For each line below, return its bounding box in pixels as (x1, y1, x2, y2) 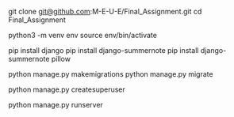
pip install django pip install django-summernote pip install (8, 46, 199, 55)
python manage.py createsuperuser (8, 85, 125, 94)
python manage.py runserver (8, 100, 103, 109)
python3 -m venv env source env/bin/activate (8, 31, 157, 40)
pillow (51, 55, 71, 63)
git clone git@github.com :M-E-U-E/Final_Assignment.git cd (8, 7, 202, 16)
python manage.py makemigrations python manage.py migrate (8, 70, 213, 78)
